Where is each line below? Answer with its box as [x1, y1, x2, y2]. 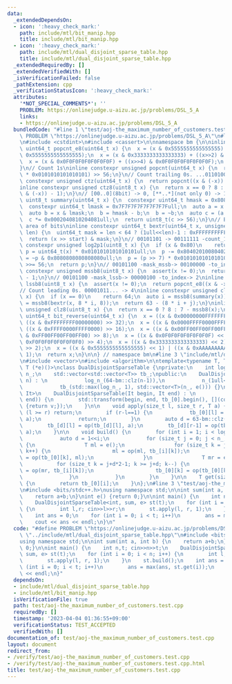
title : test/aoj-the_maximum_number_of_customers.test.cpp [7, 667, 181, 674]
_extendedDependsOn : [13, 17, 72, 24]
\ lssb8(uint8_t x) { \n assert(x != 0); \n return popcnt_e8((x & [19, 280, 217, 287]
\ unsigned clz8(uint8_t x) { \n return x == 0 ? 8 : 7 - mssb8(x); [19, 306, 221, 314]
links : [19, 113, 39, 120]
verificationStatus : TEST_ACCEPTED [13, 622, 116, 629]
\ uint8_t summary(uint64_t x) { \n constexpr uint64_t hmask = [19, 197, 209, 204]
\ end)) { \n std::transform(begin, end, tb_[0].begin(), [19, 396, 209, 404]
